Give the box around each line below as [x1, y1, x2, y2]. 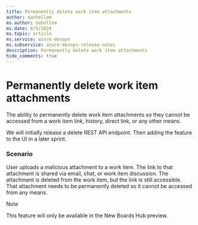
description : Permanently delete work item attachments [6, 48, 147, 54]
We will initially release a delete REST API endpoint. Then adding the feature [6, 129, 192, 136]
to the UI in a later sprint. [6, 135, 67, 142]
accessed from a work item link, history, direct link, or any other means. [6, 117, 181, 124]
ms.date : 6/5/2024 [6, 25, 52, 32]
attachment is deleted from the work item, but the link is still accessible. [6, 176, 182, 183]
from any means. [6, 189, 48, 196]
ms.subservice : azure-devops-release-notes [6, 42, 116, 48]
